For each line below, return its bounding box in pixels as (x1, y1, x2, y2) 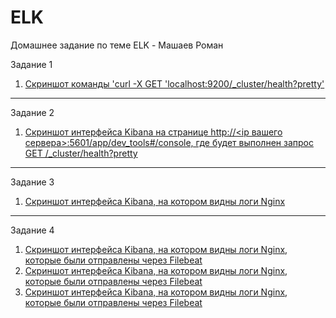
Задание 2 (10, 106, 55, 118)
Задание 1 (10, 58, 53, 70)
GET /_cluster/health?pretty (24, 147, 138, 159)
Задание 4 (10, 224, 55, 236)
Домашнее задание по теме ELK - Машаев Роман (10, 39, 224, 51)
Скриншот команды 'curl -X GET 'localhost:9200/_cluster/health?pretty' (24, 77, 325, 90)
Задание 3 (10, 176, 55, 188)
